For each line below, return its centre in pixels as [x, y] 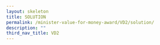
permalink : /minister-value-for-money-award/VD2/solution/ [80, 22]
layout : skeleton [27, 11]
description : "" [26, 28]
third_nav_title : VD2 [33, 33]
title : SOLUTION [26, 17]
